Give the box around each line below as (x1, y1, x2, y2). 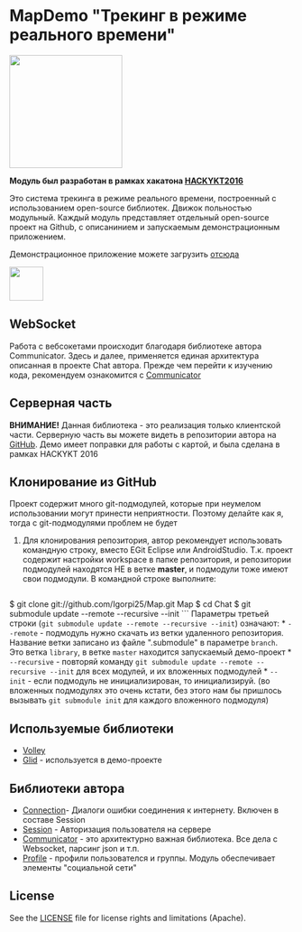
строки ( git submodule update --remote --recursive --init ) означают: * (9, 618, 286, 629)
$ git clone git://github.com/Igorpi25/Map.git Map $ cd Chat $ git (9, 599, 252, 610)
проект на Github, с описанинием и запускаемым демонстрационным (9, 221, 280, 232)
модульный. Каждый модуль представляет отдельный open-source (9, 211, 270, 222)
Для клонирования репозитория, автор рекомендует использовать (22, 535, 282, 546)
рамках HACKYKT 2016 (9, 448, 99, 459)
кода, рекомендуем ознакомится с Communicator (9, 369, 201, 380)
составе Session (22, 815, 86, 825)
